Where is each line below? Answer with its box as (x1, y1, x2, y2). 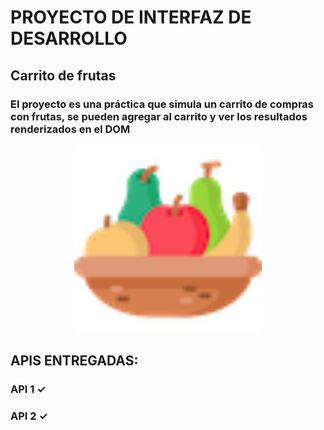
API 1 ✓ (10, 382, 47, 396)
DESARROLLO (10, 27, 128, 50)
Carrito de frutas (10, 67, 117, 84)
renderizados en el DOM (10, 122, 131, 136)
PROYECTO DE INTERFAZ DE (10, 6, 252, 29)
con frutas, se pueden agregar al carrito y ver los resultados (10, 109, 308, 123)
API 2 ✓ (10, 409, 48, 423)
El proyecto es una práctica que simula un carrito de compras (10, 97, 314, 111)
